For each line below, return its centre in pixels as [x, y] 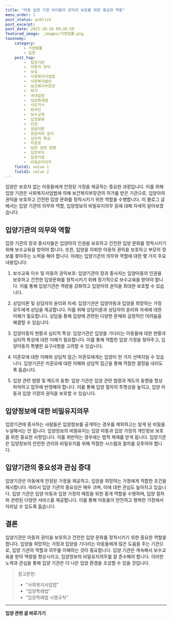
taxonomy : [16, 39]
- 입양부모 [34, 153]
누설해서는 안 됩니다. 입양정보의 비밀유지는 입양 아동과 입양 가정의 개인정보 [80, 431]
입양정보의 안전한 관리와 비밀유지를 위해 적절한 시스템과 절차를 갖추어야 [82, 443]
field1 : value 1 [32, 167]
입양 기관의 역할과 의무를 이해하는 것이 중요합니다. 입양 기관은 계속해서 [82, 550]
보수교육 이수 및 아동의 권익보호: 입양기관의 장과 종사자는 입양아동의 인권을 [87, 273]
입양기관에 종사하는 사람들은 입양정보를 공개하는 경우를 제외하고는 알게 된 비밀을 [85, 424]
